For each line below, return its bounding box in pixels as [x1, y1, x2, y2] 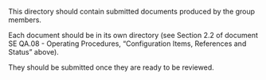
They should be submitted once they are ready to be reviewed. [8, 63, 214, 72]
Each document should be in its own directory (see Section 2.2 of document [8, 31, 259, 40]
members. [8, 15, 42, 25]
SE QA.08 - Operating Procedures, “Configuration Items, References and [8, 39, 247, 48]
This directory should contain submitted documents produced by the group [8, 7, 256, 16]
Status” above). [8, 48, 60, 56]
